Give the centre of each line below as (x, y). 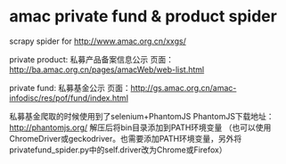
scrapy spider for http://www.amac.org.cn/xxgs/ (98, 41)
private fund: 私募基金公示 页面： (70, 87)
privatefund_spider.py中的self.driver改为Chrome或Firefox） (118, 150)
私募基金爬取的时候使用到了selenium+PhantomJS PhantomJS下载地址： (142, 116)
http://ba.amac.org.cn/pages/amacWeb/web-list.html (107, 70)
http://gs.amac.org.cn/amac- (184, 87)
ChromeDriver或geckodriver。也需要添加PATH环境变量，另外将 (126, 138)
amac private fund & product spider (143, 16)
